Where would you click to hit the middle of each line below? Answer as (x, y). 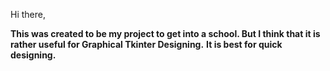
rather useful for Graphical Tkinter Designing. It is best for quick (146, 44)
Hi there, (28, 14)
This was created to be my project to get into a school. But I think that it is (165, 33)
